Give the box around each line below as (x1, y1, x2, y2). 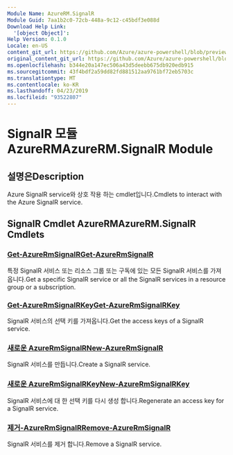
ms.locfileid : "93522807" (7, 94, 82, 101)
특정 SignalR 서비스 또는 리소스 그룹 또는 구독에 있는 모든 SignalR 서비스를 (7, 266, 209, 275)
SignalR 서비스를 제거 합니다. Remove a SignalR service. (7, 440, 162, 448)
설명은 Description (7, 171, 85, 182)
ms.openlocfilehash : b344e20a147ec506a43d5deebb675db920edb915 (7, 62, 194, 69)
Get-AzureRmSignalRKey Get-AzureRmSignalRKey (7, 300, 180, 309)
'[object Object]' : (13, 29, 70, 37)
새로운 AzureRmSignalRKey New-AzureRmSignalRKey (7, 379, 190, 389)
